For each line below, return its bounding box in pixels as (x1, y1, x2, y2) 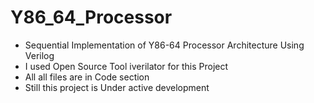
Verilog (24, 49, 55, 61)
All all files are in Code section (24, 71, 150, 83)
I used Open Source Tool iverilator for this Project (24, 60, 229, 72)
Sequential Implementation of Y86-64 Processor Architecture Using (24, 39, 305, 51)
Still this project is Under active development (24, 81, 210, 93)
